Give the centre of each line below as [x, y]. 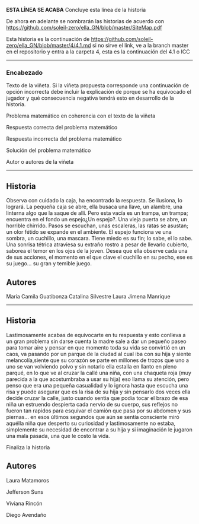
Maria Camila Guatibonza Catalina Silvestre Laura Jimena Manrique [88, 296]
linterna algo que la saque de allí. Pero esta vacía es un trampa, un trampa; [97, 213]
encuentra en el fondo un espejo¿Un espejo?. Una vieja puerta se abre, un [97, 220]
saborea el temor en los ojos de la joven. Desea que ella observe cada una [97, 251]
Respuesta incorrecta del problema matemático [64, 139]
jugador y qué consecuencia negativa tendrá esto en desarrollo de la [90, 98]
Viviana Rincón [24, 503]
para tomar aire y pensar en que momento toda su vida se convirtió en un [96, 347]
